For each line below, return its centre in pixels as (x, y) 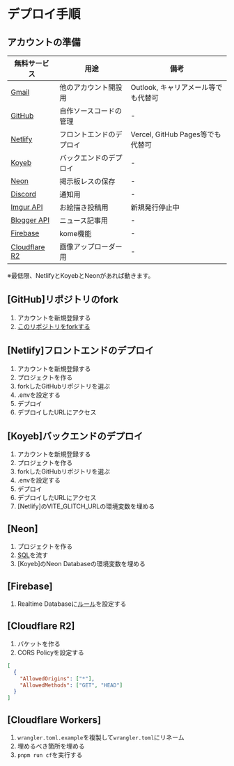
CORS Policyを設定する (51, 652)
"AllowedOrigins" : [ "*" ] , (57, 679)
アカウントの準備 (44, 42)
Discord (24, 194)
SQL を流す (33, 555)
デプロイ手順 (44, 14)
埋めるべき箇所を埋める (51, 746)
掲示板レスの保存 (87, 181)
